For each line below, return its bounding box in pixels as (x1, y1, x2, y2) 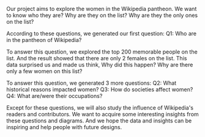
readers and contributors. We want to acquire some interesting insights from (6, 111, 199, 118)
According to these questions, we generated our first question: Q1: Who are (6, 30, 197, 37)
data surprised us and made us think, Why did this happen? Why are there (6, 61, 193, 68)
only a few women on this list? (6, 68, 83, 75)
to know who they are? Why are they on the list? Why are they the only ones (6, 12, 198, 19)
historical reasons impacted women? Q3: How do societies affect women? (6, 86, 193, 93)
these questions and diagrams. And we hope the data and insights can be (6, 117, 192, 124)
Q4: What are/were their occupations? (6, 93, 103, 99)
